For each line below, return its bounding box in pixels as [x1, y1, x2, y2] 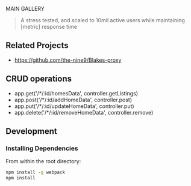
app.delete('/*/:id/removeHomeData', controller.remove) [14, 109, 154, 116]
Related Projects [5, 40, 69, 50]
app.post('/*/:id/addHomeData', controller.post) [14, 96, 133, 103]
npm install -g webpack [5, 169, 66, 176]
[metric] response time [20, 23, 78, 30]
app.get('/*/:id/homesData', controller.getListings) [14, 89, 138, 97]
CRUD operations [5, 74, 72, 84]
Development [5, 126, 58, 137]
